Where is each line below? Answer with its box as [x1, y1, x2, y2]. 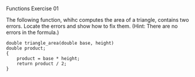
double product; [6, 45, 46, 51]
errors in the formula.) [6, 29, 59, 36]
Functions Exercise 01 [6, 5, 59, 12]
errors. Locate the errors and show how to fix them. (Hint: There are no [6, 23, 178, 29]
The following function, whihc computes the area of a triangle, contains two [6, 16, 189, 23]
